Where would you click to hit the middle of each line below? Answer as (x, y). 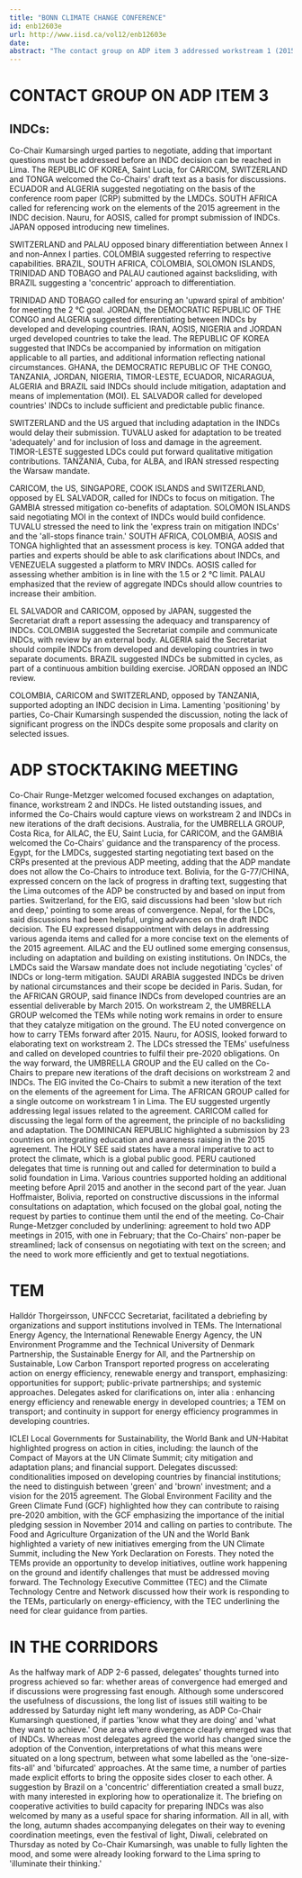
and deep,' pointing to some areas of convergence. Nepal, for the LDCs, (142, 910)
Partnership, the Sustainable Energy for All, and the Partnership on (133, 1354)
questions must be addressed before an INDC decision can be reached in (145, 160)
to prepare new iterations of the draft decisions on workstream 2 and (163, 1073)
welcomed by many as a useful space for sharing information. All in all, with (149, 1815)
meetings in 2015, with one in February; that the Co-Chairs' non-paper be (145, 1236)
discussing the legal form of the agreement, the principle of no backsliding (147, 1120)
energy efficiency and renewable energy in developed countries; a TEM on (147, 1402)
